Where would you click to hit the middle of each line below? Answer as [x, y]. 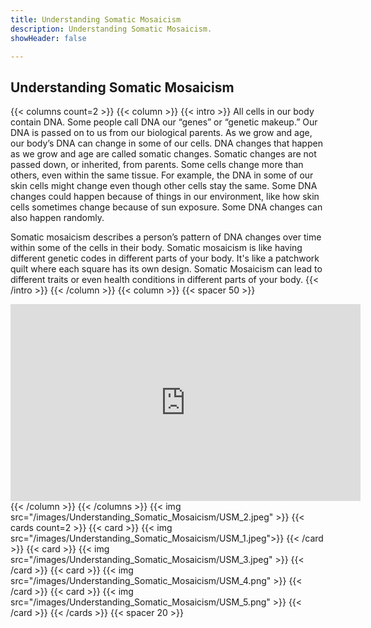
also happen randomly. [57, 218]
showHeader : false [48, 38]
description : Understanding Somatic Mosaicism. [111, 29]
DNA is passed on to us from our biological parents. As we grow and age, [161, 133]
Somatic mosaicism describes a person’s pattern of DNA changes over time [166, 237]
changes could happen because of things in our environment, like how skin [165, 197]
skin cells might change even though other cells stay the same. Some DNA [164, 186]
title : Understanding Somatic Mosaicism [96, 19]
